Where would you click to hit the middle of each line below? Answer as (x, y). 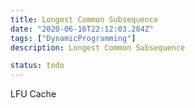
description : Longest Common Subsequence (98, 47)
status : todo (37, 66)
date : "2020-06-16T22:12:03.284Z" (82, 29)
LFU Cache (33, 94)
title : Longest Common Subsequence (84, 19)
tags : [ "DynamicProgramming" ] (73, 38)
